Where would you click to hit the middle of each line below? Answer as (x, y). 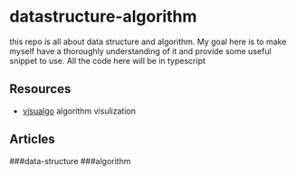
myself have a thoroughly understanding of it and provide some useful (140, 51)
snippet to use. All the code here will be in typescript (108, 60)
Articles (33, 139)
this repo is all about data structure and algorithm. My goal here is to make (148, 41)
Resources (40, 89)
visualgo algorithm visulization (79, 111)
